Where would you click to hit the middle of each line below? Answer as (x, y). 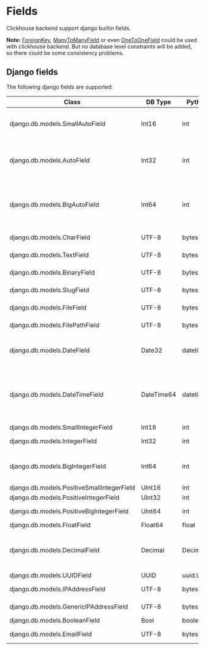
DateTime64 (159, 394)
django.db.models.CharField (50, 237)
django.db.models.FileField (48, 308)
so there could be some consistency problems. (65, 52)
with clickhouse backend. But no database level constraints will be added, (99, 46)
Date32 (152, 350)
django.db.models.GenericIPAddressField (69, 607)
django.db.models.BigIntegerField (58, 466)
